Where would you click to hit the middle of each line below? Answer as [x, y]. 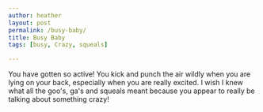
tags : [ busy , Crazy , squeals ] [58, 45]
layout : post [30, 23]
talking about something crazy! [59, 99]
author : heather [35, 15]
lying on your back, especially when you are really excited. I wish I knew [126, 83]
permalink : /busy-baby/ [48, 30]
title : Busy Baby [37, 37]
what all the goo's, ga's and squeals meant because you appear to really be [131, 91]
